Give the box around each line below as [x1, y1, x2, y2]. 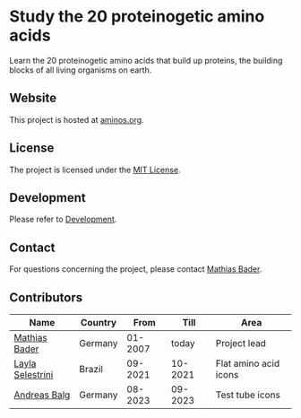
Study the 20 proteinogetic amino [9, 6, 265, 27]
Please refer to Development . [9, 213, 117, 225]
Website [9, 91, 56, 106]
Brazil [79, 363, 103, 375]
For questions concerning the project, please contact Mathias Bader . [9, 264, 262, 274]
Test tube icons [215, 388, 280, 401]
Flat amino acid [215, 357, 280, 370]
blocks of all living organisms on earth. [9, 65, 152, 75]
